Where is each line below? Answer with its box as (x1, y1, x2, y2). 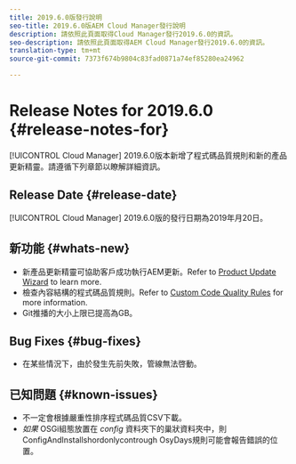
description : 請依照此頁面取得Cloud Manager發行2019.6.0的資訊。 (9, 29, 237, 38)
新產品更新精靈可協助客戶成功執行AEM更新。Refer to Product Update (21, 266, 277, 277)
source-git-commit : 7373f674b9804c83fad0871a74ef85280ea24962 (9, 54, 244, 63)
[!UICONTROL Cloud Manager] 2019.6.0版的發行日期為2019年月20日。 (9, 212, 268, 223)
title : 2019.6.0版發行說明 (9, 12, 102, 22)
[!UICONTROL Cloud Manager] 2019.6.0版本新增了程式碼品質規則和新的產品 (9, 150, 287, 160)
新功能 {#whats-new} (9, 241, 131, 256)
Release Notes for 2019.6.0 (9, 101, 213, 121)
